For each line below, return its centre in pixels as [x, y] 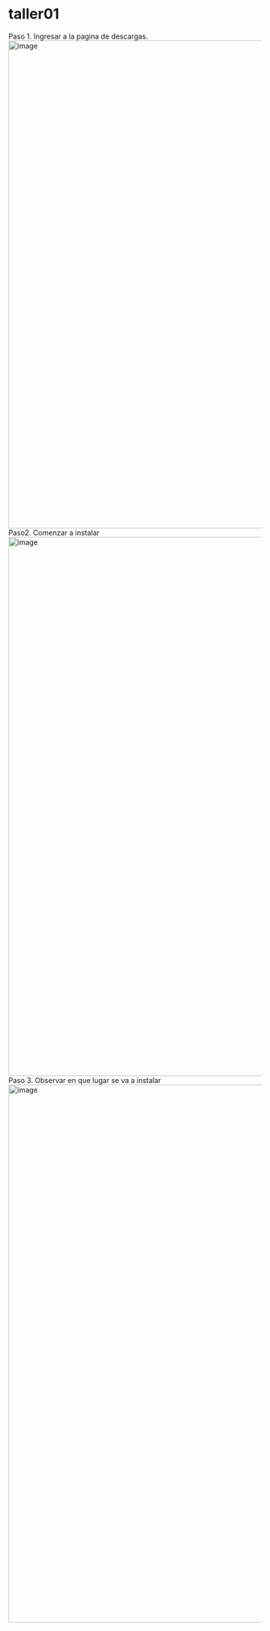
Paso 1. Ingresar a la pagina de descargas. [78, 36]
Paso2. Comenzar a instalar [54, 533]
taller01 [34, 14]
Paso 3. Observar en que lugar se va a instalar [85, 1080]
